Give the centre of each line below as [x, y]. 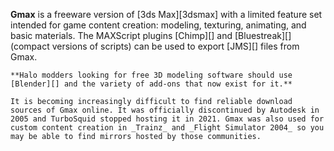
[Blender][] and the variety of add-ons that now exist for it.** [151, 84]
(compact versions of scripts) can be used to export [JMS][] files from [155, 46]
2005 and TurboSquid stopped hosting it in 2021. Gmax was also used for [167, 119]
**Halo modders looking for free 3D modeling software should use [151, 75]
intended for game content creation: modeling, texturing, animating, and [158, 25]
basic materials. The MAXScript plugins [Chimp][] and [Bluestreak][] [151, 35]
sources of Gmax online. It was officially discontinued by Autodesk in [165, 110]
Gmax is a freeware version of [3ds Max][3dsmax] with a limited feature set [166, 14]
